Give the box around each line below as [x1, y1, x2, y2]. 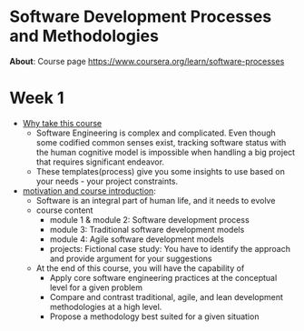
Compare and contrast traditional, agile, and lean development [49, 291, 284, 302]
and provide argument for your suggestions [49, 253, 212, 264]
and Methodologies [9, 25, 159, 46]
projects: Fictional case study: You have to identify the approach [49, 243, 290, 254]
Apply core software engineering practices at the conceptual [49, 272, 278, 283]
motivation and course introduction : [22, 185, 156, 196]
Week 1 [9, 88, 64, 108]
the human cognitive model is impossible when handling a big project [35, 146, 296, 157]
